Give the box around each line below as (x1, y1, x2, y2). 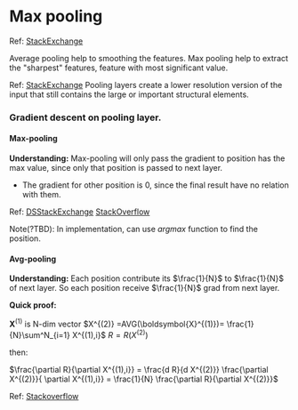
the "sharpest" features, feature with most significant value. (9, 62, 229, 73)
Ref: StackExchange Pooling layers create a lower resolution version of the (9, 79, 283, 90)
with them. (21, 189, 61, 200)
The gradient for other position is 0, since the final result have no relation (21, 180, 289, 190)
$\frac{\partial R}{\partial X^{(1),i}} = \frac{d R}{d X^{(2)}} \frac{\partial (9, 364, 269, 374)
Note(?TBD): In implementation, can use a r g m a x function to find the (9, 224, 258, 235)
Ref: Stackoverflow (9, 390, 79, 401)
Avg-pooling (9, 253, 57, 264)
